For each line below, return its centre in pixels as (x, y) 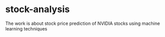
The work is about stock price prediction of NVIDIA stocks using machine (83, 23)
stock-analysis (38, 9)
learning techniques (26, 28)
